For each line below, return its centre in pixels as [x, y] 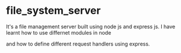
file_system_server [53, 11]
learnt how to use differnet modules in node [59, 32]
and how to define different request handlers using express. [78, 44]
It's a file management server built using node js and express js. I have [91, 26]
